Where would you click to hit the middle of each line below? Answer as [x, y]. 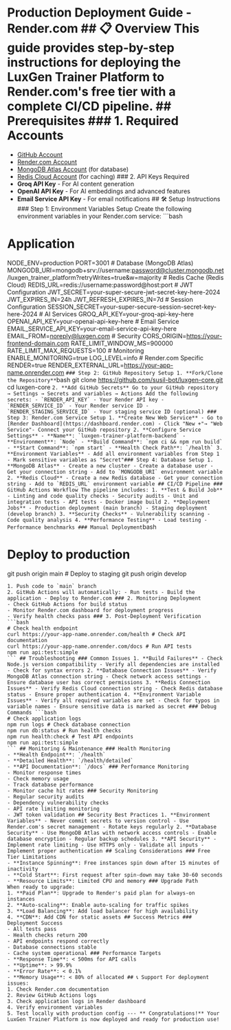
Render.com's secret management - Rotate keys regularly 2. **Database [112, 826]
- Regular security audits [46, 797]
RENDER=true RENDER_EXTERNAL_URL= [66, 365]
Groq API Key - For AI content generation [76, 184]
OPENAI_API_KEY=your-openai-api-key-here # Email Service [93, 321]
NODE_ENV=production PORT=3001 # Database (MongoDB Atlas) [100, 263]
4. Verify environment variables [55, 1007]
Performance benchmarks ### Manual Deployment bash [82, 527]
